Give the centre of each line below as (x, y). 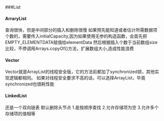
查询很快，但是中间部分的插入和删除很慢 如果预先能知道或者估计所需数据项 (81, 30)
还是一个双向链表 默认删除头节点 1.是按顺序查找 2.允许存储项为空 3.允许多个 (82, 107)
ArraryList (16, 18)
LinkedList (16, 96)
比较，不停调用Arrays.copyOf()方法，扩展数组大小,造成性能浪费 (70, 48)
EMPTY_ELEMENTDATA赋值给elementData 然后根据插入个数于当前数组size (81, 42)
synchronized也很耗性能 (30, 84)
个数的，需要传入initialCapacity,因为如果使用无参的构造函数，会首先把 (76, 36)
